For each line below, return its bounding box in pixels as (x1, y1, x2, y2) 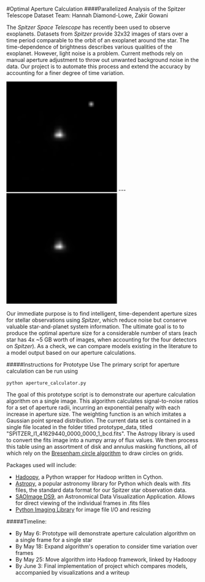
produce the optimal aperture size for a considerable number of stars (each (6, 330, 198, 336)
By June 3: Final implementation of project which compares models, (15, 562, 188, 570)
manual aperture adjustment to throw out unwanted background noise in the (6, 56, 199, 63)
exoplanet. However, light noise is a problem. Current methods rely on (6, 50, 183, 57)
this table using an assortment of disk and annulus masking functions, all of (6, 443, 198, 450)
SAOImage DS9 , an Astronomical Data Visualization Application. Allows (15, 493, 195, 500)
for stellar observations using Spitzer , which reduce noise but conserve (6, 316, 187, 324)
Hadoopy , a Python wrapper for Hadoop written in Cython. (15, 473, 163, 481)
